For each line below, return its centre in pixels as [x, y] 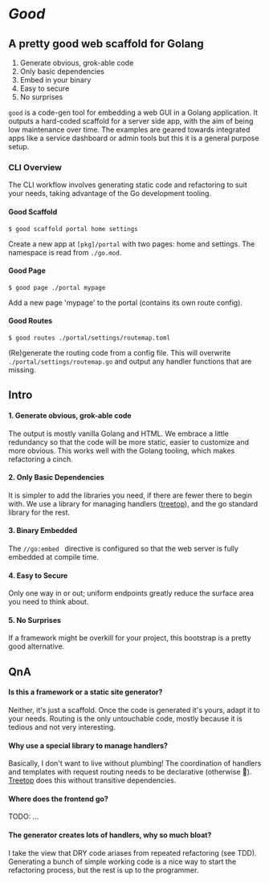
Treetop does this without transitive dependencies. [92, 780]
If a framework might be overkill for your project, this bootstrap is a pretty [130, 638]
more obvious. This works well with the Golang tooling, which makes [122, 450]
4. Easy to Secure [38, 576]
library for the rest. [39, 512]
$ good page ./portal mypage [57, 287]
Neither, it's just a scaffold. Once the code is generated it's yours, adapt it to [134, 710]
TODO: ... [24, 816]
